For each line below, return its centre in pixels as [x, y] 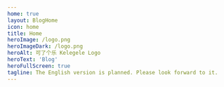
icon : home [23, 27]
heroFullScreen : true [39, 66]
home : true [23, 14]
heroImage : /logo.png [39, 40]
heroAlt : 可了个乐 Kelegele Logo [54, 53]
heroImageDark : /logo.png [45, 46]
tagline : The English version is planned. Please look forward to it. [113, 72]
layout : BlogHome [33, 20]
